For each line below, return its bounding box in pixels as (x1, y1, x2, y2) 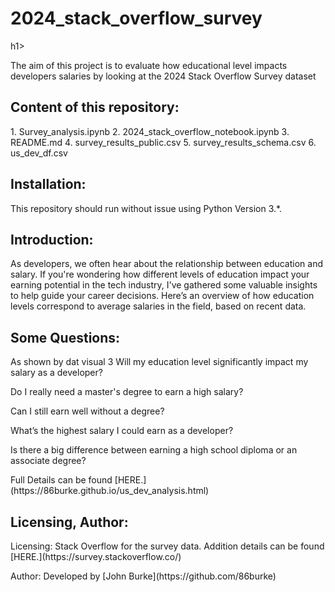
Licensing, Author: (10, 513, 129, 531)
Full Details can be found (10, 474, 113, 486)
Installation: (10, 176, 87, 193)
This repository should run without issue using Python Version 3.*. (10, 202, 283, 214)
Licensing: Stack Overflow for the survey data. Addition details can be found (10, 540, 325, 552)
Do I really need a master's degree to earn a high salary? (10, 386, 244, 398)
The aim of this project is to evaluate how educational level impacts (10, 59, 288, 71)
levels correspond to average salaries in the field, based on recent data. (10, 300, 307, 312)
